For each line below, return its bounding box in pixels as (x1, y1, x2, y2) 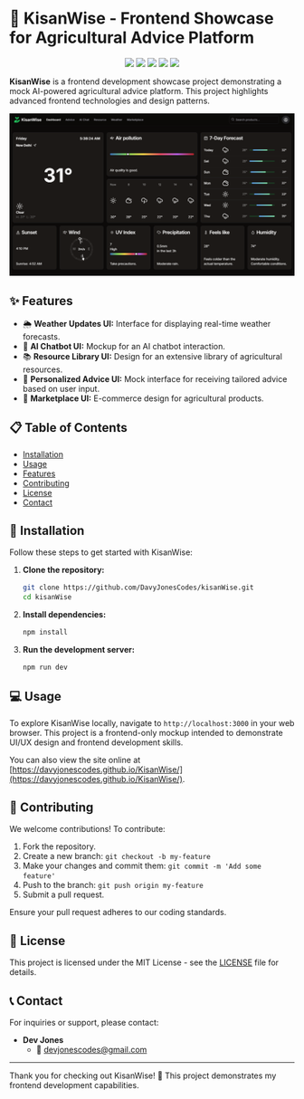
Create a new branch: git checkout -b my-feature (22, 851, 211, 862)
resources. (22, 364, 63, 375)
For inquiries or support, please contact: (9, 1018, 159, 1028)
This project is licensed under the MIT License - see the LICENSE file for (9, 957, 279, 968)
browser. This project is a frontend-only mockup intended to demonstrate (9, 727, 283, 738)
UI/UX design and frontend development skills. (9, 737, 184, 748)
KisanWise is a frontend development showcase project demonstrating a (9, 76, 282, 87)
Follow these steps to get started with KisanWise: (9, 547, 193, 558)
